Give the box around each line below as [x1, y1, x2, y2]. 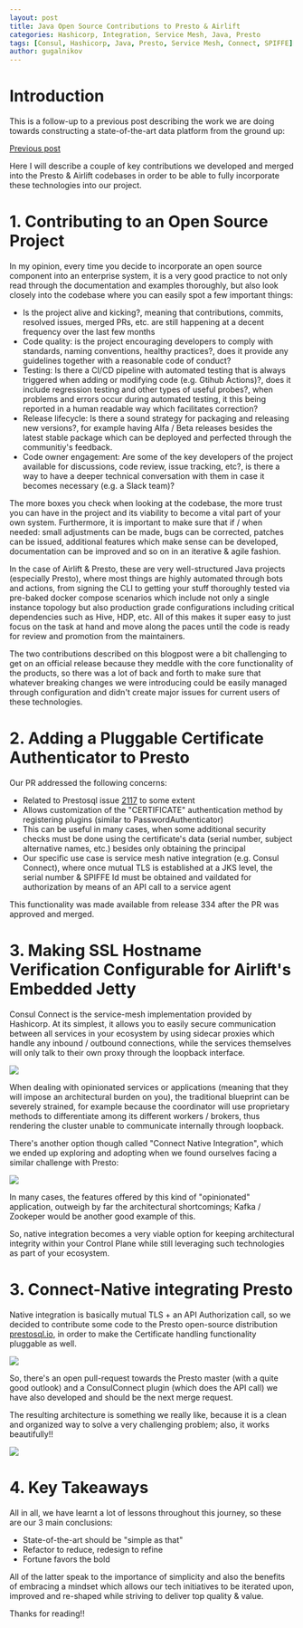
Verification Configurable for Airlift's [9, 960, 291, 981]
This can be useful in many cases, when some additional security [22, 823, 267, 834]
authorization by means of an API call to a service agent [22, 881, 232, 892]
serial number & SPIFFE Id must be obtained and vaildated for [22, 871, 251, 883]
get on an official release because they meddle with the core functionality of [9, 658, 294, 668]
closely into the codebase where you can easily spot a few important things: [9, 290, 294, 300]
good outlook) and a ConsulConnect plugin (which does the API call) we [9, 1382, 279, 1393]
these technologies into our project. [9, 180, 142, 191]
